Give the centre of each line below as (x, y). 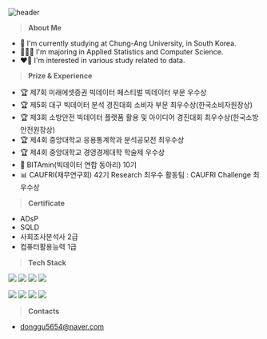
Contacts (44, 311)
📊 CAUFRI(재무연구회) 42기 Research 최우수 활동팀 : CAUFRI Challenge (135, 175)
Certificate (46, 203)
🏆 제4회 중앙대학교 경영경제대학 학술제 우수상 (92, 152)
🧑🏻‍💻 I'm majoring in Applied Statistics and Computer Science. (122, 52)
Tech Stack (47, 263)
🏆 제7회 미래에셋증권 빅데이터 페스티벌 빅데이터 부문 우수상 (113, 92)
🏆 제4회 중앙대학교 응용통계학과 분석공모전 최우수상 (102, 140)
